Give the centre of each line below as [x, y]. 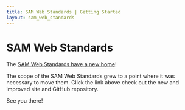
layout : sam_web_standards [40, 18]
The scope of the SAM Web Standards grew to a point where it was [91, 76]
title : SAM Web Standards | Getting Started [64, 12]
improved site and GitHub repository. [52, 89]
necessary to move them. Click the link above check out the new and [93, 83]
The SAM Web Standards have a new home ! [61, 64]
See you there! [25, 101]
